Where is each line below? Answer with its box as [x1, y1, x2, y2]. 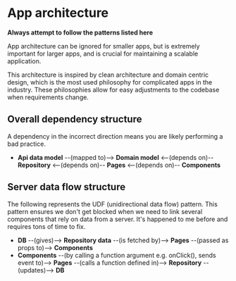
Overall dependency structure [7, 113, 142, 125]
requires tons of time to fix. [7, 222, 86, 230]
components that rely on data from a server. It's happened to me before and [7, 215, 228, 223]
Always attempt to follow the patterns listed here [7, 28, 154, 37]
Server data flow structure [7, 181, 125, 193]
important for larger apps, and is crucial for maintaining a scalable [7, 49, 199, 58]
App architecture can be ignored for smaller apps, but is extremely [7, 42, 200, 50]
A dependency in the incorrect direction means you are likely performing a [7, 132, 223, 140]
